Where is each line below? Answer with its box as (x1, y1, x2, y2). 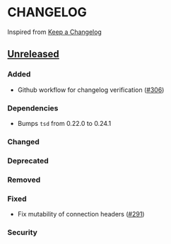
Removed (7, 175, 41, 185)
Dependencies (7, 103, 59, 113)
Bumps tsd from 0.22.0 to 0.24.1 (17, 119, 112, 127)
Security (7, 227, 37, 237)
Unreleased (7, 48, 60, 60)
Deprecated (7, 156, 49, 165)
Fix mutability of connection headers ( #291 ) (17, 209, 145, 218)
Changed (7, 136, 40, 146)
